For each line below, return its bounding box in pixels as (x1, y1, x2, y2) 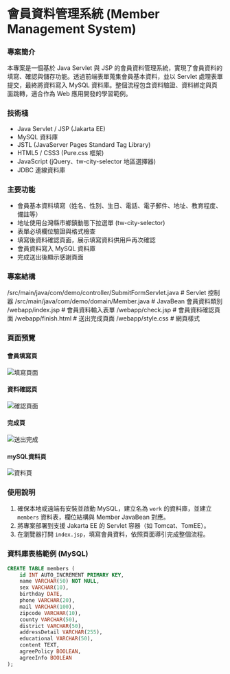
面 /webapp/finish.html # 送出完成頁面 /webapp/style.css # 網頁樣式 (7, 314, 200, 323)
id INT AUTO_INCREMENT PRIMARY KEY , (19, 571, 125, 579)
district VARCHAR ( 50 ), (19, 623, 84, 629)
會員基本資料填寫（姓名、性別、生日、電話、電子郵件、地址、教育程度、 (16, 202, 222, 210)
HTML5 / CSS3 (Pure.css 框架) (16, 148, 104, 156)
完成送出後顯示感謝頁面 (16, 253, 84, 262)
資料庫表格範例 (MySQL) (7, 549, 89, 559)
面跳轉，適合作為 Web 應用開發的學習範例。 (7, 90, 132, 98)
